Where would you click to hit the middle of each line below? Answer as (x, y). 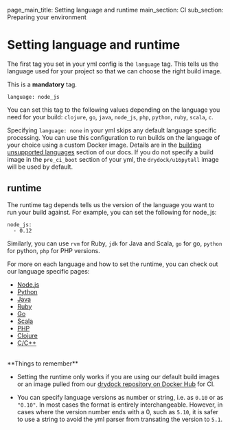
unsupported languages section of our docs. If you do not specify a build (111, 152)
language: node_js (33, 97)
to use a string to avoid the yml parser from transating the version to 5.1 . (120, 419)
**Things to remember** (43, 363)
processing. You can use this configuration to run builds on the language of (114, 137)
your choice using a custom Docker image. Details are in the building (104, 145)
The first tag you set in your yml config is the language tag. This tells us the (113, 64)
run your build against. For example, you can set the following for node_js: (112, 212)
